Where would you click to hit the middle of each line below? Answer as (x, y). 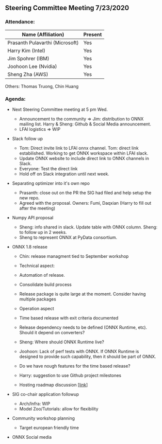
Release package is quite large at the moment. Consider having (82, 294)
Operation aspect (37, 308)
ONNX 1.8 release (30, 247)
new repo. (29, 198)
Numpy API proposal (32, 217)
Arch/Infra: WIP (35, 404)
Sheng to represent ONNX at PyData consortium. (68, 237)
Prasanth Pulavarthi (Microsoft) (43, 42)
